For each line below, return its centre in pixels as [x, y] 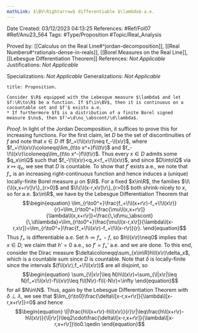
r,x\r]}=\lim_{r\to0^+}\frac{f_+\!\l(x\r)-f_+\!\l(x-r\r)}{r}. [77, 228]
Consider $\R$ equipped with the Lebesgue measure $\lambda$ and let [94, 97]
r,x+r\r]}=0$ [21, 302]
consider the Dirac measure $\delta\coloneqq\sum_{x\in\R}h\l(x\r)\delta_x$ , [98, 252]
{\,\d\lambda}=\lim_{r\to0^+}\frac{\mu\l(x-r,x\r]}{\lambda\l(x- [100, 222]
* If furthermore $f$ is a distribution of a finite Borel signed [90, 112]
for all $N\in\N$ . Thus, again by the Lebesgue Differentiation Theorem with [98, 289]
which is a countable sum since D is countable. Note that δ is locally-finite [96, 259]
